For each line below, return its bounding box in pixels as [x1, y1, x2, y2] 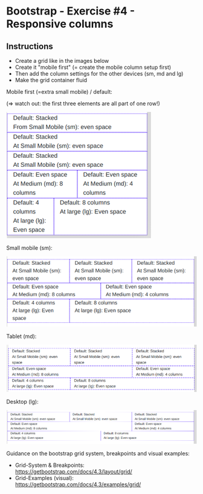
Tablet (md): [6, 333, 37, 340]
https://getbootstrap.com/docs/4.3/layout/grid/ [14, 467, 133, 475]
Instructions [6, 41, 53, 51]
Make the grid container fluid [14, 77, 88, 83]
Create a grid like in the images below [14, 57, 109, 64]
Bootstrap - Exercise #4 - [6, 4, 135, 18]
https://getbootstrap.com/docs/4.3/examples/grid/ [14, 481, 141, 488]
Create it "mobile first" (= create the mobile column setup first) [14, 63, 172, 71]
